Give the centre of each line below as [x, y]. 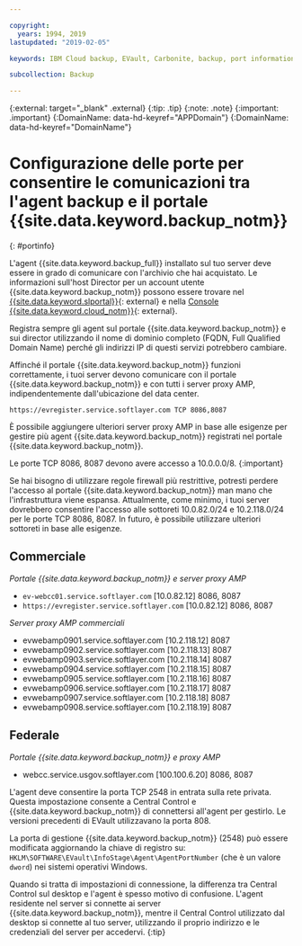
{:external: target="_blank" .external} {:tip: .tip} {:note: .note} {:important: [144, 108]
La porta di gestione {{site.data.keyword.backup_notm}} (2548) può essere [149, 838]
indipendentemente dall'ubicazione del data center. [104, 394]
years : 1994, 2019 [52, 34]
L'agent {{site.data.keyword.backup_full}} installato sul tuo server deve [140, 263]
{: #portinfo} [32, 246]
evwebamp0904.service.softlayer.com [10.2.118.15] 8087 [127, 669]
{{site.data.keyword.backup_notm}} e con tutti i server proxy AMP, [133, 384]
